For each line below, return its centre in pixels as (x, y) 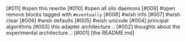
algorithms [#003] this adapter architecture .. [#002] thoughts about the (93, 26)
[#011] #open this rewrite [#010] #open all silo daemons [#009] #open (91, 8)
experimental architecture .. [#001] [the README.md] (70, 33)
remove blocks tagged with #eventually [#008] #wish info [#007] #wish (93, 14)
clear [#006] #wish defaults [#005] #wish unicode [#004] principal (87, 20)
